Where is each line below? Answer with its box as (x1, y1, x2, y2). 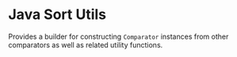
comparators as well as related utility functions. (8, 40, 163, 49)
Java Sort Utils (8, 6, 107, 24)
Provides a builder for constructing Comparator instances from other (8, 32, 229, 41)
